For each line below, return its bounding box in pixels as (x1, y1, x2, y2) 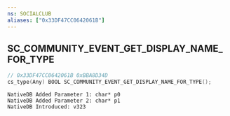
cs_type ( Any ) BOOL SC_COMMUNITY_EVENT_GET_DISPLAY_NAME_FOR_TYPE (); (7, 78, 212, 86)
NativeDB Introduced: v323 (7, 103, 86, 110)
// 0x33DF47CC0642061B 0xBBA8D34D (7, 72, 109, 79)
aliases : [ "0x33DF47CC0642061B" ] (7, 17, 105, 24)
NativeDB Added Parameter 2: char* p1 (7, 97, 121, 105)
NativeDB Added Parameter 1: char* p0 (7, 92, 121, 99)
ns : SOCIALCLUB (7, 10, 52, 17)
